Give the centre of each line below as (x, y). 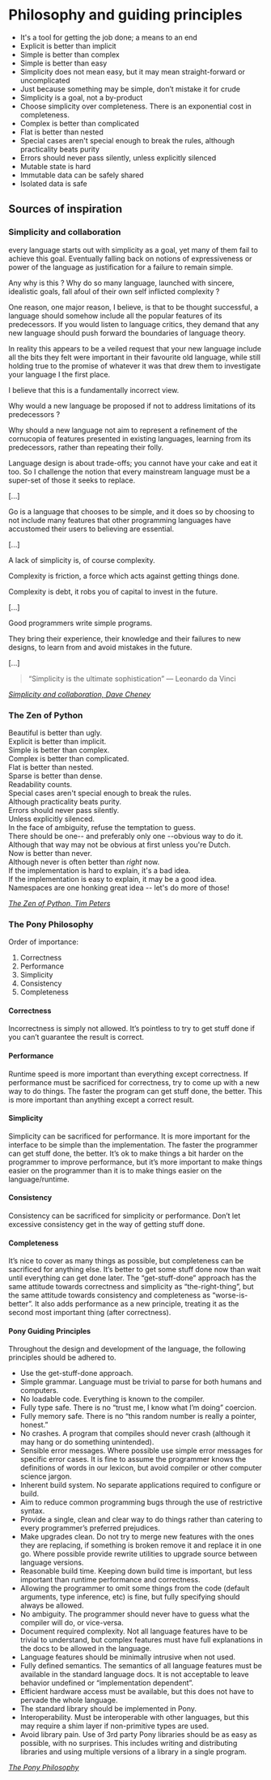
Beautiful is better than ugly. (55, 732)
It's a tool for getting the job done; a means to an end (109, 37)
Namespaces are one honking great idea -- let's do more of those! (119, 888)
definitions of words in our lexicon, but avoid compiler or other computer (141, 1468)
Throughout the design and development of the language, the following (127, 1349)
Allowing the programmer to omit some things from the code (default (135, 1588)
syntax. (32, 1511)
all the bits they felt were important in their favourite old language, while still (135, 357)
